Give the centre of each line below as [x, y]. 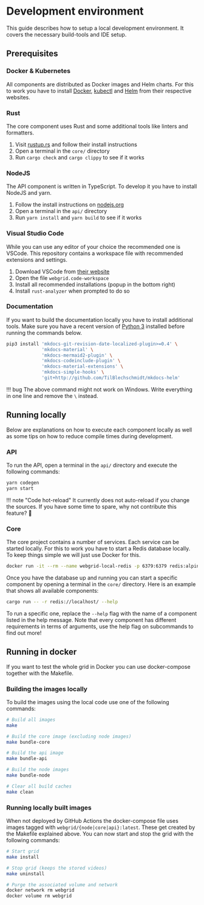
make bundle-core [28, 742]
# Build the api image [35, 753]
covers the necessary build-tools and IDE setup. [66, 34]
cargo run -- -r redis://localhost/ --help [62, 602]
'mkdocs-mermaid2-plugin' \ [77, 355]
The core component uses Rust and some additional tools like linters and [97, 126]
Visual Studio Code [35, 234]
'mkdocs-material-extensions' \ [82, 366]
